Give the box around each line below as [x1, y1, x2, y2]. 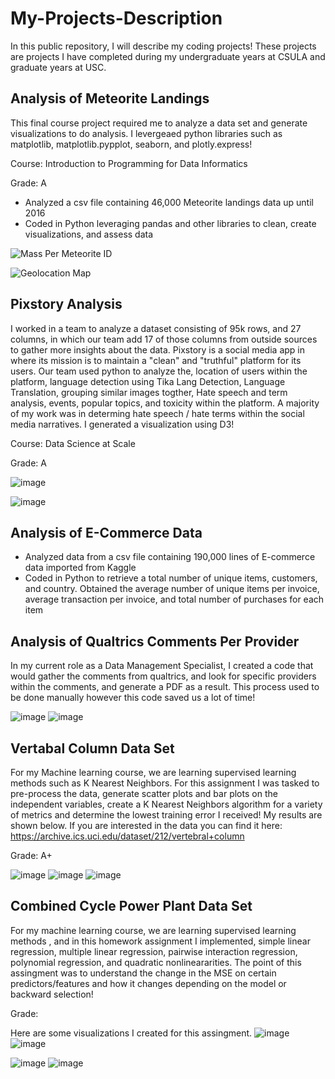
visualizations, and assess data [24, 228, 154, 240]
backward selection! [10, 988, 94, 1000]
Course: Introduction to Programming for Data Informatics [10, 157, 248, 169]
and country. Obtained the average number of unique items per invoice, [24, 583, 320, 595]
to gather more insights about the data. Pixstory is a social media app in [10, 343, 305, 356]
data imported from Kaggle [24, 562, 137, 574]
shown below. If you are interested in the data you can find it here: [10, 820, 283, 831]
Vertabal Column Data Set [10, 740, 175, 757]
